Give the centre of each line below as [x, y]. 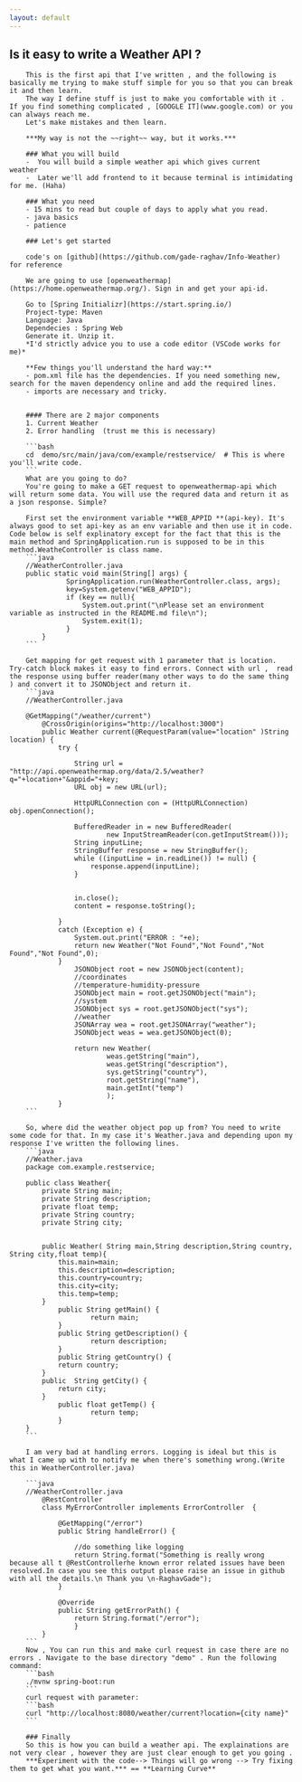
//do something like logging [128, 1548]
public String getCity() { [94, 1381]
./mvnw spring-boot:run [71, 1682]
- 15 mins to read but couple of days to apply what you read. [147, 210]
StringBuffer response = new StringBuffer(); [161, 851]
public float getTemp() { [106, 1405]
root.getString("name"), [153, 1081]
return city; [82, 1389]
